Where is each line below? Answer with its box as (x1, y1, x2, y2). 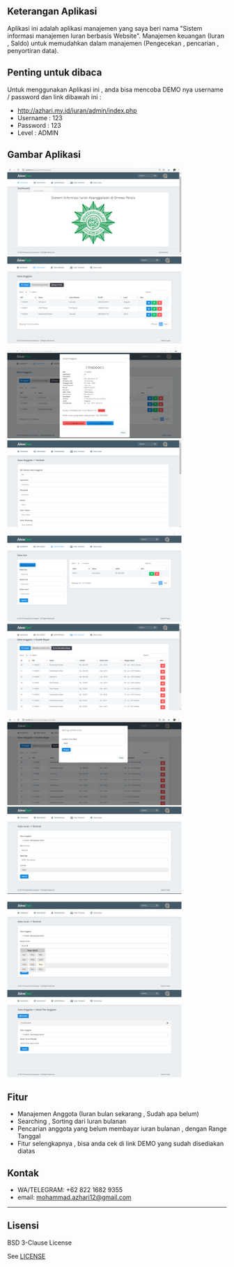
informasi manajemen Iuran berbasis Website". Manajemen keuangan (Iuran (7, 31, 225, 40)
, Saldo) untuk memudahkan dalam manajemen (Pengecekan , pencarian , (7, 38, 219, 48)
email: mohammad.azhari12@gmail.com (17, 1193, 132, 1201)
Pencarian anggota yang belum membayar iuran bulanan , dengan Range (17, 1124, 228, 1133)
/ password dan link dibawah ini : (7, 92, 102, 101)
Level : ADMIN (17, 129, 59, 137)
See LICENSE (7, 1252, 46, 1260)
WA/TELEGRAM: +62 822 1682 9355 (17, 1186, 123, 1194)
